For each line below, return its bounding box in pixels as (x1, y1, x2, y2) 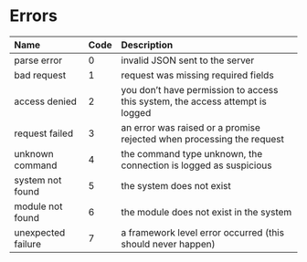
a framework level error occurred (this (121, 225, 285, 238)
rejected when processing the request (121, 132, 285, 145)
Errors (9, 5, 58, 26)
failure (14, 237, 41, 250)
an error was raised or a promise (121, 121, 260, 133)
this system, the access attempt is (121, 95, 267, 108)
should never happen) (121, 237, 217, 250)
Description (121, 38, 174, 51)
